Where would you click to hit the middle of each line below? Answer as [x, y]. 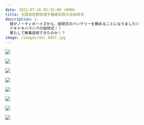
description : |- [22, 19]
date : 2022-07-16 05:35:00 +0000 [40, 10]
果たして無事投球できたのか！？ [38, 33]
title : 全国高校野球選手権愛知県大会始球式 [45, 14]
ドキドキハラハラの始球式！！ [36, 28]
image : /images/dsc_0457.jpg [35, 38]
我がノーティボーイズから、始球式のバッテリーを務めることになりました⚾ [74, 24]
